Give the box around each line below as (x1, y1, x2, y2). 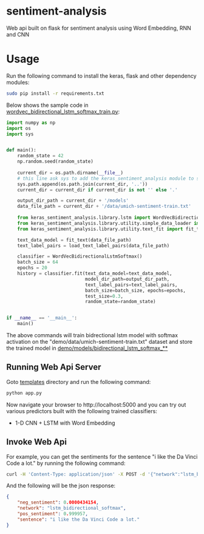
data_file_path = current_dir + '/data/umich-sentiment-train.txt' (17, 204, 191, 210)
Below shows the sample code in (6, 101, 89, 109)
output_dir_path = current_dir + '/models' (17, 197, 129, 204)
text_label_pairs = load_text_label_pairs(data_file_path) (17, 242, 170, 248)
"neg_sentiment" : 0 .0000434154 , (17, 499, 99, 505)
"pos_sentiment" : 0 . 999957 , (17, 511, 88, 517)
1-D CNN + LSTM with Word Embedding (15, 419, 115, 426)
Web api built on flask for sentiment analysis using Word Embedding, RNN (6, 24, 191, 32)
